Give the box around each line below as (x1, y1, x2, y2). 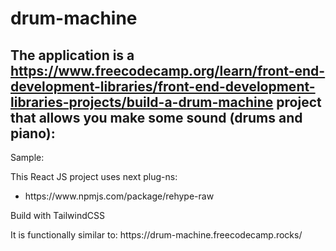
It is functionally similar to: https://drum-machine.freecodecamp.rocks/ (10, 229, 303, 241)
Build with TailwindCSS (10, 210, 105, 221)
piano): (10, 125, 56, 142)
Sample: (10, 152, 45, 163)
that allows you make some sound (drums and (10, 109, 303, 126)
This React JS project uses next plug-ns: (10, 171, 178, 182)
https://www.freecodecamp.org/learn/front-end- (10, 62, 326, 79)
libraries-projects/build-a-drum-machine (10, 93, 274, 111)
